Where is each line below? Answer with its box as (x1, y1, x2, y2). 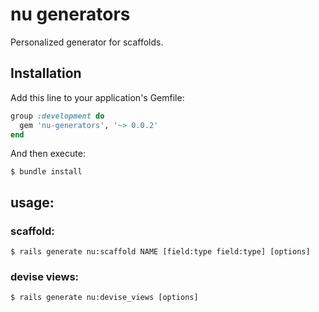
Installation (10, 65, 82, 82)
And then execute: (10, 148, 86, 160)
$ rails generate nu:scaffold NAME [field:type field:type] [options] (10, 247, 311, 257)
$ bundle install (10, 167, 83, 177)
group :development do (10, 111, 105, 121)
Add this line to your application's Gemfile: (10, 91, 185, 103)
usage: (10, 194, 55, 211)
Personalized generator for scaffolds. (10, 36, 164, 48)
